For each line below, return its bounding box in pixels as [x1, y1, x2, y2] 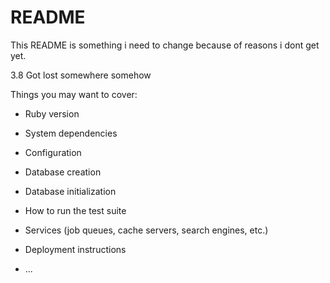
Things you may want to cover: [10, 88, 138, 100]
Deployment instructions [24, 243, 127, 255]
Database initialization [24, 185, 117, 197]
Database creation [24, 166, 102, 178]
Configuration [24, 146, 82, 158]
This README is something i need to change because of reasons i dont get [10, 39, 320, 51]
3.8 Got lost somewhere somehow [10, 69, 152, 81]
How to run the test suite [24, 204, 127, 216]
